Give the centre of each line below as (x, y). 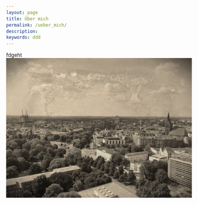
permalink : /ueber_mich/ (37, 25)
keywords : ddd (24, 38)
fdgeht (14, 55)
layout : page (22, 12)
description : (22, 31)
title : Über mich (27, 19)
